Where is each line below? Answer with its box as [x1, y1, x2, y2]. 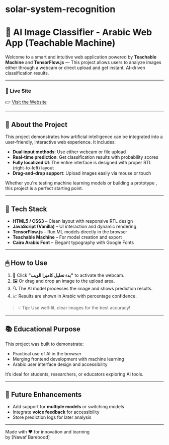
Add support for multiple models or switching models [12, 404, 124, 410]
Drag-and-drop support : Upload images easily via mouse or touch [12, 170, 151, 176]
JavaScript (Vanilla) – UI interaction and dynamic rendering [12, 223, 137, 230]
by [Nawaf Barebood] [5, 434, 50, 440]
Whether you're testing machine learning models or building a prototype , [5, 180, 157, 186]
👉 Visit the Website [5, 99, 47, 105]
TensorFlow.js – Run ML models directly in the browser [12, 229, 127, 235]
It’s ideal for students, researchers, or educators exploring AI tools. [5, 371, 144, 377]
